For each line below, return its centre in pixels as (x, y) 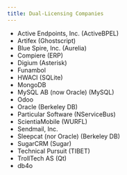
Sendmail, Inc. (37, 129)
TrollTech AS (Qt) (42, 158)
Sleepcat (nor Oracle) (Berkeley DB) (68, 136)
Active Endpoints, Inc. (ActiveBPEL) (68, 33)
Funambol (32, 70)
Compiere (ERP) (40, 55)
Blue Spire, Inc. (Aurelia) (52, 48)
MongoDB (32, 84)
